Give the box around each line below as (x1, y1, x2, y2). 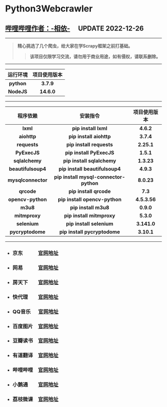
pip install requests (66, 141, 113, 148)
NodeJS (8, 88, 27, 95)
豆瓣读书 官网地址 (12, 337, 59, 344)
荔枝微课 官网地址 (12, 396, 59, 403)
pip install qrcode (69, 188, 111, 195)
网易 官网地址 (12, 264, 59, 271)
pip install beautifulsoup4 (59, 166, 121, 172)
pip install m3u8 (70, 204, 109, 211)
